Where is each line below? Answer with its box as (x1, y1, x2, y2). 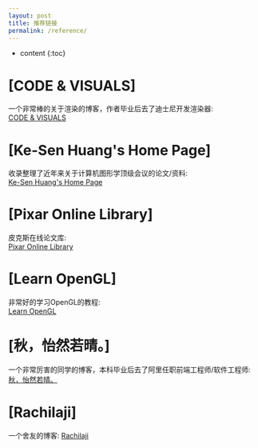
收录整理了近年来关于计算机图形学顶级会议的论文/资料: (8, 169, 189, 178)
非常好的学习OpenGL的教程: (8, 298, 101, 307)
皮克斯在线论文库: (8, 233, 67, 242)
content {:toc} (19, 49, 66, 58)
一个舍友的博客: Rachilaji (8, 431, 89, 440)
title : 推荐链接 (8, 19, 58, 27)
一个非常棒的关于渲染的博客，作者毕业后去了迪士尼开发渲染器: (8, 104, 214, 114)
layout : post (8, 11, 52, 20)
